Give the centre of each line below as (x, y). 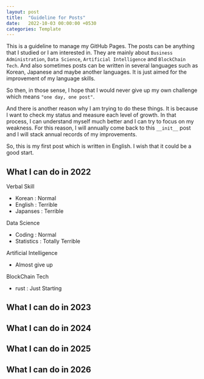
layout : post (23, 12)
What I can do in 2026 (49, 370)
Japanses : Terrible (39, 211)
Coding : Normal (36, 235)
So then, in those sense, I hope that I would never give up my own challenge (102, 90)
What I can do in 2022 (49, 172)
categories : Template (34, 29)
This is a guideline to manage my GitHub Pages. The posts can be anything (100, 46)
